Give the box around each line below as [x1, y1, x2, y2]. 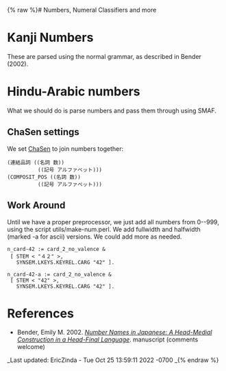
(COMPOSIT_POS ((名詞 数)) [7, 173, 81, 180]
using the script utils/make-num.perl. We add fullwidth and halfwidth [7, 225, 201, 233]
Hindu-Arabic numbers [7, 84, 140, 99]
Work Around [7, 200, 66, 211]
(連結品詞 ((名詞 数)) [7, 159, 65, 166]
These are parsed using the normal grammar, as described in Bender [7, 52, 202, 60]
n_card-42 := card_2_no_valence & [7, 246, 106, 252]
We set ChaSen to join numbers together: [7, 144, 124, 153]
